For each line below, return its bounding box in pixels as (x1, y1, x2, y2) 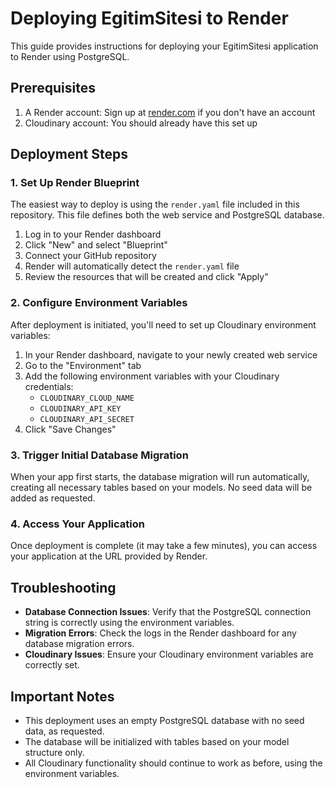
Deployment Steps (10, 146, 128, 163)
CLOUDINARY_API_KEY (39, 403, 122, 414)
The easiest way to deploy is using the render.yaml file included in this (10, 198, 300, 211)
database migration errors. (24, 638, 135, 650)
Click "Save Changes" (24, 423, 117, 435)
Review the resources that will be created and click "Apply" (24, 271, 269, 283)
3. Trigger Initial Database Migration (10, 448, 189, 462)
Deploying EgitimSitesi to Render (10, 7, 289, 30)
